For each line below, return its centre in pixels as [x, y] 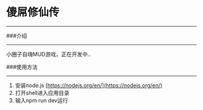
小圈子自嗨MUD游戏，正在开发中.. [49, 54]
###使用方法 [22, 67]
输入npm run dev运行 [41, 100]
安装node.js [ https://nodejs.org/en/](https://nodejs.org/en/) [89, 85]
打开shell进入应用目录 [42, 93]
